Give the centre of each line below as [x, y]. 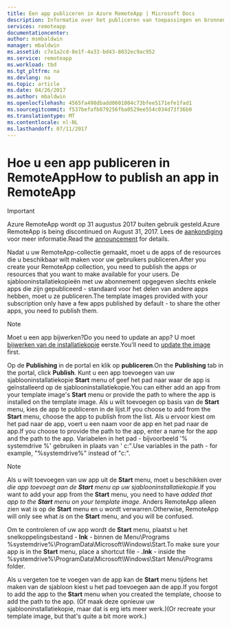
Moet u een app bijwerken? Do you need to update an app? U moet [101, 337]
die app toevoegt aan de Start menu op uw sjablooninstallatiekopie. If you [112, 487]
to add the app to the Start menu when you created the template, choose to [114, 594]
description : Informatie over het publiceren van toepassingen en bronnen [117, 20]
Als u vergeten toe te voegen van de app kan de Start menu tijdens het [108, 580]
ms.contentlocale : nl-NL [43, 122]
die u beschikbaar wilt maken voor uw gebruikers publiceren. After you [107, 259]
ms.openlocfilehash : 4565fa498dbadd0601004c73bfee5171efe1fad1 [100, 103]
